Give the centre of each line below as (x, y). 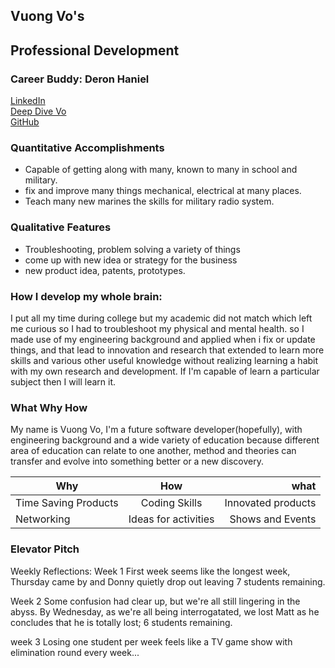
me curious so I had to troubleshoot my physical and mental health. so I (157, 328)
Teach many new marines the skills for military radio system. (149, 201)
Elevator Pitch (45, 549)
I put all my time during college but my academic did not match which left (161, 318)
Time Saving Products (67, 503)
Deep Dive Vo (38, 111)
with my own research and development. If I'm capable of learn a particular (165, 371)
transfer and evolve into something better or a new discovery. (137, 461)
